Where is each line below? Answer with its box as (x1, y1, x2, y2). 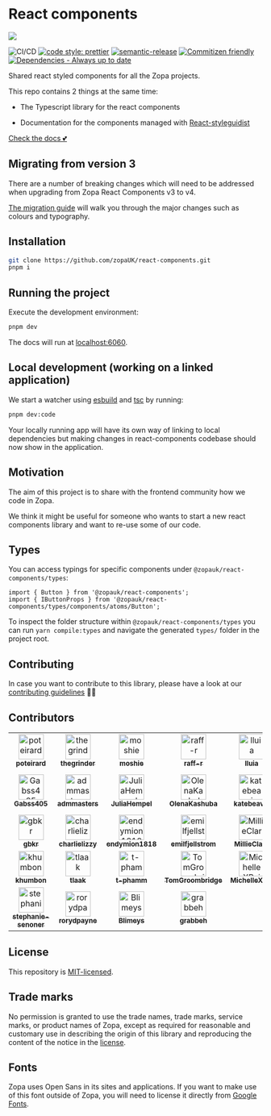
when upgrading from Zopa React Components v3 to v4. (8, 187, 196, 197)
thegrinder (60, 759, 96, 768)
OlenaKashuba (169, 799, 218, 808)
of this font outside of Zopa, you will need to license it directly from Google (8, 1090, 257, 1101)
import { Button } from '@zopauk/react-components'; (8, 589, 190, 597)
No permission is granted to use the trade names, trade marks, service (8, 1011, 244, 1021)
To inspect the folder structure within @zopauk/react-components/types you (8, 617, 256, 627)
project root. (8, 634, 50, 643)
